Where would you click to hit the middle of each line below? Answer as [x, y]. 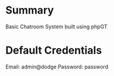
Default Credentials [54, 50]
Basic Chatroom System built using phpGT [56, 27]
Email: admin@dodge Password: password [57, 67]
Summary [30, 10]
